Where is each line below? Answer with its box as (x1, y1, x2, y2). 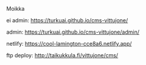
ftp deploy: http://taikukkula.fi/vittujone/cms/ (6, 52, 119, 59)
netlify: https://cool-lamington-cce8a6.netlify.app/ (6, 40, 132, 47)
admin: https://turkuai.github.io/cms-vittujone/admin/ (6, 28, 140, 36)
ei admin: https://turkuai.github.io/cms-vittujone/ (6, 17, 128, 23)
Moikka (6, 5, 25, 12)
